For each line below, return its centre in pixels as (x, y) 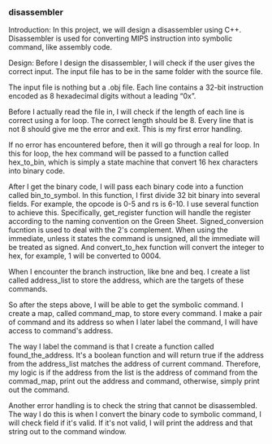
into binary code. (37, 171)
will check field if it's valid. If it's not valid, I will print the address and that (131, 423)
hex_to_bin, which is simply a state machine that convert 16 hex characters (133, 162)
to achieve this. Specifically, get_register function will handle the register (130, 213)
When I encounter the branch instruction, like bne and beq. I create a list (129, 272)
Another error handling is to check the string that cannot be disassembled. (133, 406)
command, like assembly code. (60, 47)
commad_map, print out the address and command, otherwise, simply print (134, 381)
